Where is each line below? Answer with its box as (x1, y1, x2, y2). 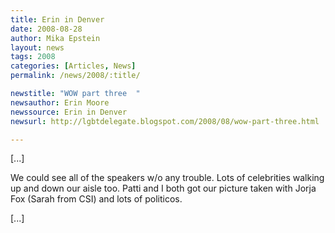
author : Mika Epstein (10, 33, 101, 43)
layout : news (10, 42, 65, 53)
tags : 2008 (10, 52, 56, 62)
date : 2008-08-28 (10, 24, 83, 34)
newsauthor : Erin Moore (10, 97, 110, 108)
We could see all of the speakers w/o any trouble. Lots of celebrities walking (10, 172, 325, 184)
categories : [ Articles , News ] (10, 61, 137, 71)
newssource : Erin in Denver (10, 107, 128, 117)
